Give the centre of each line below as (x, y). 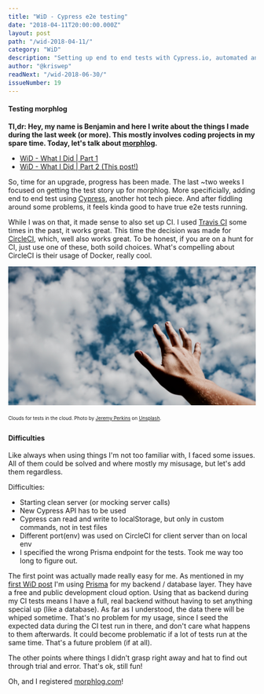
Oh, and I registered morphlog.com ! (66, 681)
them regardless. (35, 472)
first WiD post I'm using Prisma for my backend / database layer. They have (130, 584)
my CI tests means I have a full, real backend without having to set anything (130, 601)
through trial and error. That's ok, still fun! (75, 667)
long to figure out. (49, 561)
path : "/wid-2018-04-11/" (50, 42)
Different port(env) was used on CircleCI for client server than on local (133, 536)
